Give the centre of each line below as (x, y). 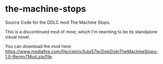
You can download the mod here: (38, 46)
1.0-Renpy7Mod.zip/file (29, 56)
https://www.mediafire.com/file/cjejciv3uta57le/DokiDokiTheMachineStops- (81, 51)
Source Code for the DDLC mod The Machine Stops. (58, 22)
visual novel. (18, 37)
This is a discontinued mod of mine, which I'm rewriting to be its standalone (81, 32)
